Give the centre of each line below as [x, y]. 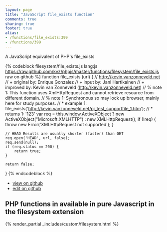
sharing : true [20, 24]
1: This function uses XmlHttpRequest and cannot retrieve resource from [80, 92]
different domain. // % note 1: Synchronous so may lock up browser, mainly [82, 98]
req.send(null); [22, 142]
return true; [28, 151]
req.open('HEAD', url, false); [38, 138]
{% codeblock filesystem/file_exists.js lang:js [51, 66]
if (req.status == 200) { [32, 147]
